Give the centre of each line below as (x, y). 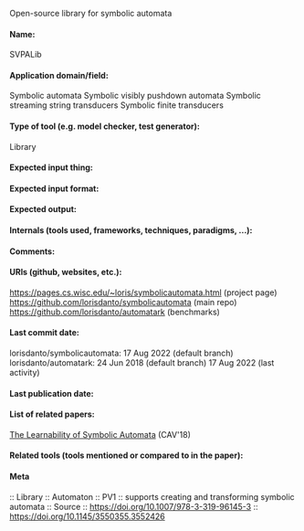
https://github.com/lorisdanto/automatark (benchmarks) (115, 312)
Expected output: (43, 209)
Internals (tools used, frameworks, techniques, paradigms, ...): (131, 230)
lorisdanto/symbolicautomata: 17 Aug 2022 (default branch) (122, 353)
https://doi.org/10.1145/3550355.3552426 (88, 516)
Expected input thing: (51, 167)
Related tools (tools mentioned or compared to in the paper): (126, 455)
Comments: (32, 251)
